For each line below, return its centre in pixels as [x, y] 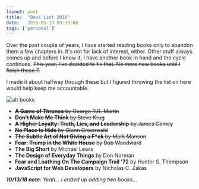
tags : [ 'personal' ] [30, 28]
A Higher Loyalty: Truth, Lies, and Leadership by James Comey [94, 124]
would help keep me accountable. [48, 88]
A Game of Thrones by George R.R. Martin [67, 111]
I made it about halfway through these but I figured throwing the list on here [99, 82]
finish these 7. [23, 70]
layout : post [22, 12]
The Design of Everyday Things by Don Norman [75, 156]
